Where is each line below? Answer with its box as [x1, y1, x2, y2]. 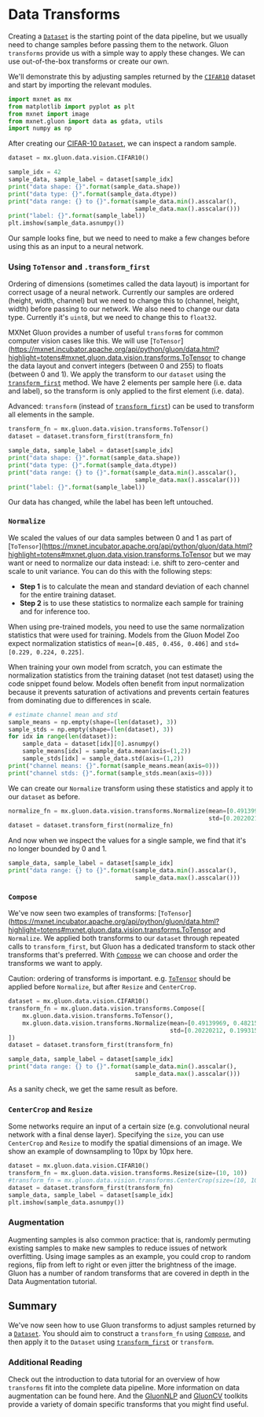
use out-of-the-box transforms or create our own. [8, 57, 170, 66]
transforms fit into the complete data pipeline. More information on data [8, 1382, 240, 1392]
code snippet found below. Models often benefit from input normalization [8, 678, 245, 688]
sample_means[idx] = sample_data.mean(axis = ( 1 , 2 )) [22, 747, 192, 755]
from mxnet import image [8, 110, 90, 118]
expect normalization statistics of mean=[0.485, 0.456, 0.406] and [8, 638, 223, 648]
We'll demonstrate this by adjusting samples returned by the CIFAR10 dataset [8, 72, 255, 81]
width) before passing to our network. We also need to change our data [8, 304, 240, 314]
